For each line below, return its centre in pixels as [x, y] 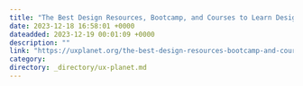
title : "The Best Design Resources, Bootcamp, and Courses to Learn [141, 17]
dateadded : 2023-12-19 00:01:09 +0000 [82, 34]
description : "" [40, 43]
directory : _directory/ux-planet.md [78, 68]
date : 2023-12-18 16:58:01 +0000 [72, 26]
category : [28, 59]
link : [19, 51]
